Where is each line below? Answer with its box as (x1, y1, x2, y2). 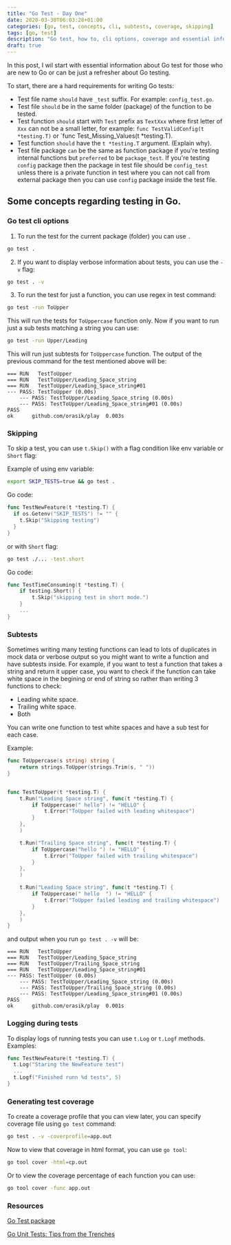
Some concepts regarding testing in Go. (7, 196, 181, 207)
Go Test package (7, 1217, 56, 1225)
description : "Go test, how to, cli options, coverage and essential (7, 36, 211, 43)
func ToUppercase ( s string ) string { (7, 758, 115, 765)
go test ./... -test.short (7, 556, 85, 563)
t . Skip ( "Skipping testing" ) (19, 517, 100, 524)
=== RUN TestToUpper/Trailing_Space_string (7, 960, 140, 967)
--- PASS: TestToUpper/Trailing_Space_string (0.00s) (19, 984, 177, 991)
